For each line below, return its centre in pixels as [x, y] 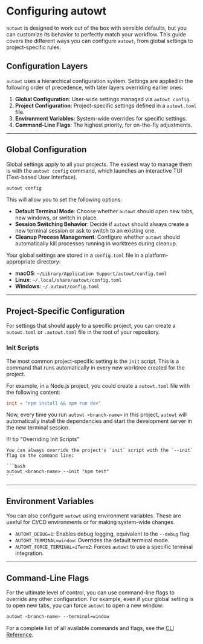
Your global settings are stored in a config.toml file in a [75, 255]
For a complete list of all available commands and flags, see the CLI [90, 628]
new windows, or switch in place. [56, 218]
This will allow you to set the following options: [64, 200]
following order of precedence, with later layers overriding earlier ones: [95, 87]
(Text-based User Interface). [42, 177]
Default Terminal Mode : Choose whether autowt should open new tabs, [104, 211]
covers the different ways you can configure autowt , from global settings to [100, 41]
